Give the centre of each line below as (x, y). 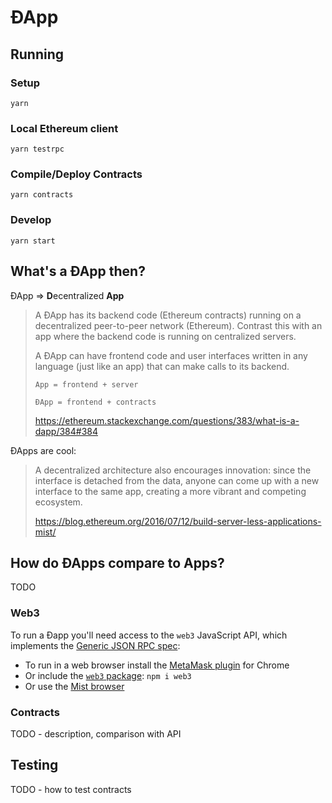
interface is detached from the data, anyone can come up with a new (177, 480)
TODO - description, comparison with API (96, 733)
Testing (34, 765)
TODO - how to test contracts (71, 789)
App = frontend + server (86, 384)
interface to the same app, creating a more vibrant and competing (170, 491)
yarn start (33, 241)
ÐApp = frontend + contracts (95, 402)
